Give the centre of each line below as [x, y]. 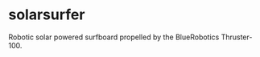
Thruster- [237, 37]
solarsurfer [47, 15]
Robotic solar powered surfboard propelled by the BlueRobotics [114, 37]
